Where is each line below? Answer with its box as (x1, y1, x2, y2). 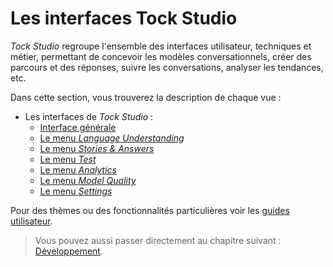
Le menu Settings (39, 185, 113, 197)
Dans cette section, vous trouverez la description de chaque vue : (10, 91, 282, 103)
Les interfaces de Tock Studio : (24, 110, 154, 122)
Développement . (34, 245, 103, 257)
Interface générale (39, 121, 117, 133)
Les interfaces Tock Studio (10, 7, 238, 30)
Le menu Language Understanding (39, 132, 185, 144)
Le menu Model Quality (39, 174, 137, 186)
